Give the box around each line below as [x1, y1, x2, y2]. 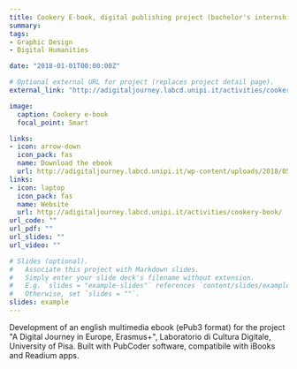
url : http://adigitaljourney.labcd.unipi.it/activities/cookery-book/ [17, 208, 283, 217]
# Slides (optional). [9, 257, 89, 266]
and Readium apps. [9, 350, 80, 360]
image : [9, 102, 34, 110]
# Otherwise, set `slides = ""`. [9, 290, 141, 298]
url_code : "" [9, 216, 57, 225]
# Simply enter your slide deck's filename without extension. [9, 273, 255, 282]
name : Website [17, 200, 69, 208]
